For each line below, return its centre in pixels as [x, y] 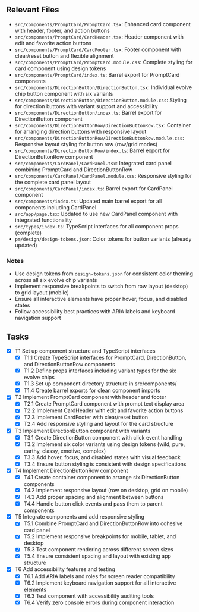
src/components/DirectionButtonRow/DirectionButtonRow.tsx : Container [103, 125]
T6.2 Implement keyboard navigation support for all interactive [100, 583]
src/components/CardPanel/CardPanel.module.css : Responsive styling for [103, 175]
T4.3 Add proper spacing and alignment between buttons [94, 497]
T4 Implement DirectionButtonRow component [71, 470]
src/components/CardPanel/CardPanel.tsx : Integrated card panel [93, 163]
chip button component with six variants [64, 93]
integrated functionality [43, 220]
